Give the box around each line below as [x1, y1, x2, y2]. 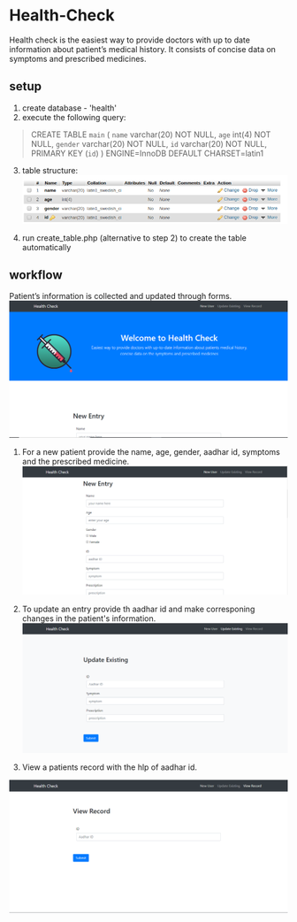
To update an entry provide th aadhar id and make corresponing [21, 603, 255, 615]
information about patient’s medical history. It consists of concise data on [9, 43, 277, 54]
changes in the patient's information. [21, 613, 156, 624]
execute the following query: [21, 111, 126, 122]
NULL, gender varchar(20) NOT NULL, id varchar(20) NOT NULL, [30, 138, 268, 149]
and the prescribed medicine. [21, 457, 130, 467]
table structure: [21, 165, 78, 175]
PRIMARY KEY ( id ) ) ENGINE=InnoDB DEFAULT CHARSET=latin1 [30, 148, 264, 158]
